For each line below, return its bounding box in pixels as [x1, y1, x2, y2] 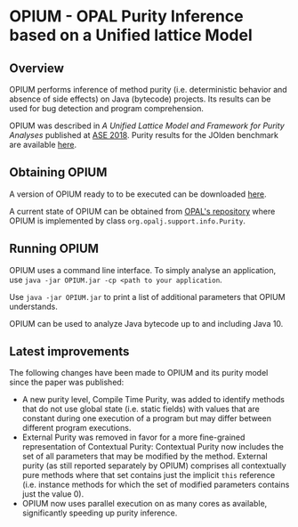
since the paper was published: [9, 377, 125, 388]
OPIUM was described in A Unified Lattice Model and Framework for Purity [9, 120, 285, 131]
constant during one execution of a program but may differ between [21, 413, 271, 424]
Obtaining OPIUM [9, 165, 108, 180]
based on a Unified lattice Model [9, 25, 253, 45]
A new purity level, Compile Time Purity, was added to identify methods [21, 394, 285, 405]
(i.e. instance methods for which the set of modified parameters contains [21, 479, 290, 491]
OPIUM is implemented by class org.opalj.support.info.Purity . [9, 215, 246, 226]
